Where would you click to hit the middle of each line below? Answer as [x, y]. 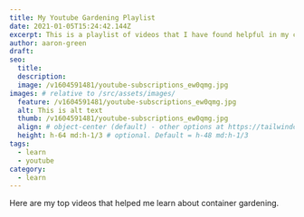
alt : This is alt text [60, 110]
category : [28, 169]
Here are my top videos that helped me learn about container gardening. [144, 203]
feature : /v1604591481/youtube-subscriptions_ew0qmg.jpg [127, 102]
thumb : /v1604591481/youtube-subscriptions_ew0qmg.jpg [123, 118]
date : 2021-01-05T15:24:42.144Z [70, 26]
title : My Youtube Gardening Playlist [82, 18]
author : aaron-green [48, 43]
